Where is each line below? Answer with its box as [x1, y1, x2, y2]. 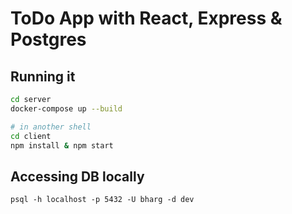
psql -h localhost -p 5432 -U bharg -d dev [10, 195, 195, 205]
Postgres [10, 28, 87, 51]
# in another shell [10, 122, 92, 132]
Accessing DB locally [10, 168, 145, 185]
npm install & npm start [10, 140, 114, 151]
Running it [10, 68, 76, 85]
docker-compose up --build [10, 103, 123, 114]
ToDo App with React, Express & [10, 7, 283, 30]
